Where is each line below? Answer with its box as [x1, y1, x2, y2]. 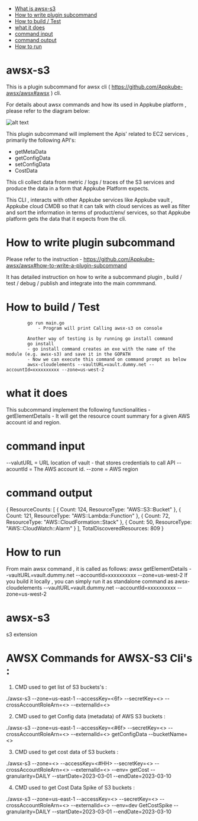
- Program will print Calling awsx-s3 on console [37, 325, 163, 331]
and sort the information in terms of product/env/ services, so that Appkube [6, 209, 191, 216]
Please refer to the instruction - [6, 255, 83, 263]
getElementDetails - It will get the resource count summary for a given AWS [6, 412, 190, 419]
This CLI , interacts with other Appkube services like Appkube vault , [6, 196, 173, 203]
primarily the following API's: [6, 136, 76, 144]
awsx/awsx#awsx [6, 89, 50, 97]
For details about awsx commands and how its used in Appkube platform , [6, 101, 187, 108]
